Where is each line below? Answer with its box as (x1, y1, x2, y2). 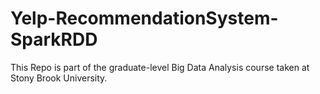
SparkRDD (10, 28, 98, 51)
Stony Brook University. (10, 72, 108, 84)
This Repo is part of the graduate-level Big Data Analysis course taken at (10, 61, 310, 73)
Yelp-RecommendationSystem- (10, 7, 279, 30)
